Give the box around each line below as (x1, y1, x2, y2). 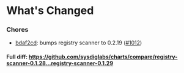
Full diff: (6, 53, 28, 61)
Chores (6, 26, 29, 34)
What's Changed (6, 4, 94, 18)
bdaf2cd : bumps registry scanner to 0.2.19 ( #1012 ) (15, 39, 142, 46)
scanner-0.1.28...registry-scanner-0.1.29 (6, 60, 114, 67)
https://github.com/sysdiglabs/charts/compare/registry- (28, 53, 178, 61)
